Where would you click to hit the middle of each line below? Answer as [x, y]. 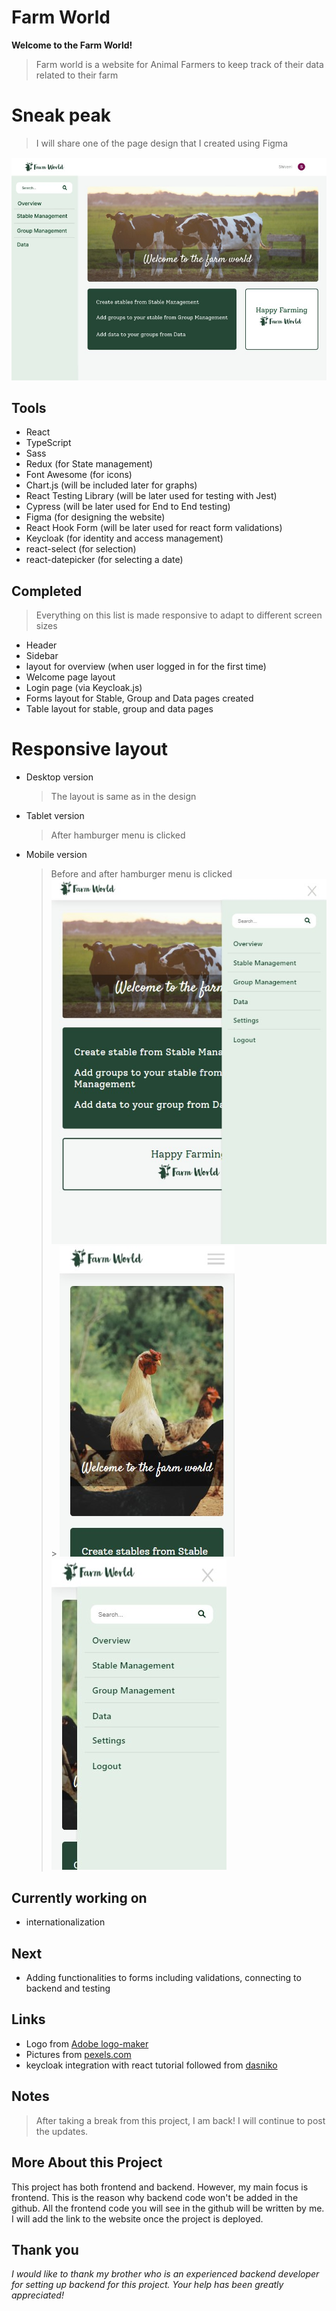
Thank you [45, 2249]
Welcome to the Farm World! [72, 45]
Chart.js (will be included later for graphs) [111, 485]
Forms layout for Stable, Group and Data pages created [139, 698]
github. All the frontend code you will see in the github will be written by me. [168, 2208]
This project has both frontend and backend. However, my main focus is [160, 2187]
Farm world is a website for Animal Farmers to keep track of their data [179, 64]
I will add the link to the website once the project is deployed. [137, 2218]
